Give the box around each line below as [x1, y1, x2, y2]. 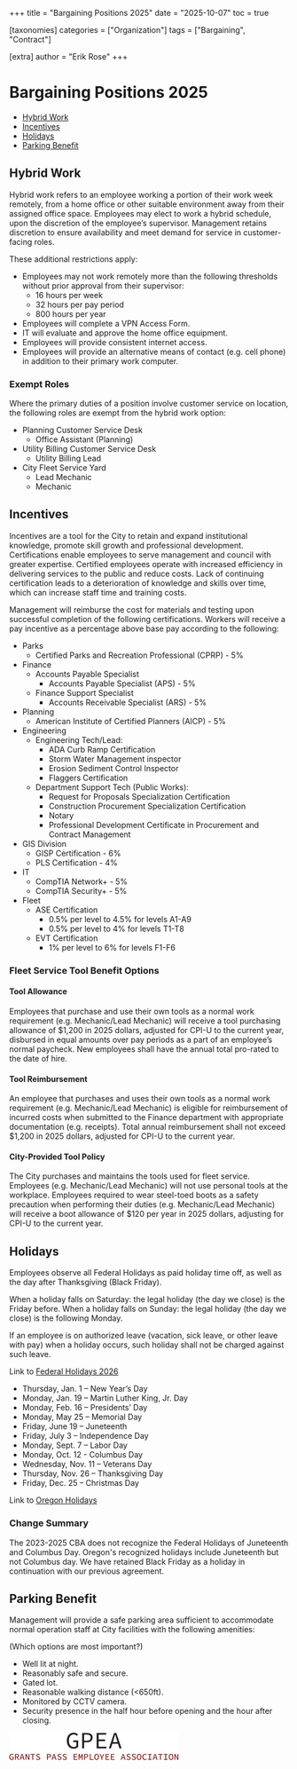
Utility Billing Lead [35, 453, 102, 464]
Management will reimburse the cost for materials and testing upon [9, 604, 254, 615]
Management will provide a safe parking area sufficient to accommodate [9, 1615, 274, 1625]
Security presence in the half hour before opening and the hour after [21, 1706, 273, 1717]
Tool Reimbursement [9, 1073, 88, 1084]
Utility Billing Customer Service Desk [21, 444, 157, 454]
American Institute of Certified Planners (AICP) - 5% [35, 715, 226, 726]
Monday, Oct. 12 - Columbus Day [21, 1449, 144, 1460]
